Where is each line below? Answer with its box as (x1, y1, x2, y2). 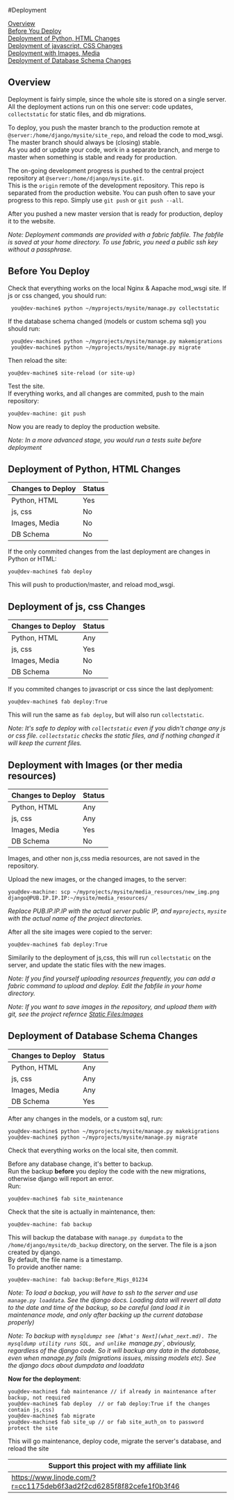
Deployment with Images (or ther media (8, 759, 183, 771)
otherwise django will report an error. (8, 1174, 114, 1182)
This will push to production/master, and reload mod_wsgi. (8, 581, 176, 589)
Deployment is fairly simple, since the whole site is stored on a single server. (8, 95, 226, 103)
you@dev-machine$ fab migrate (8, 1412, 96, 1419)
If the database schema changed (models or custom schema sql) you (8, 317, 207, 325)
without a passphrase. (8, 245, 72, 253)
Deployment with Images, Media (8, 49, 100, 57)
